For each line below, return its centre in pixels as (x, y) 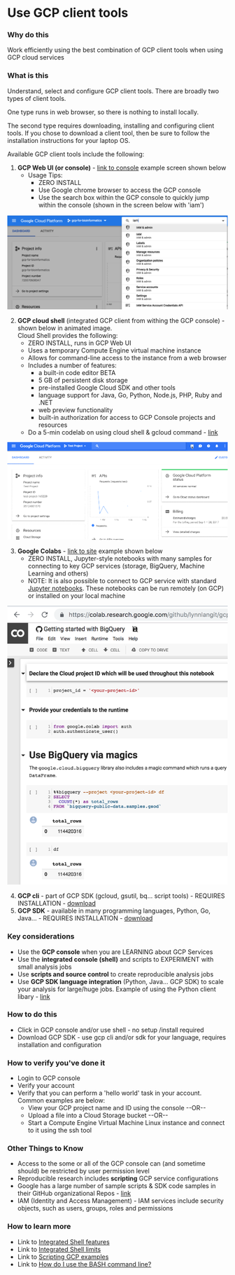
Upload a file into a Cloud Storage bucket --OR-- (98, 1115)
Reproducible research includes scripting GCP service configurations (118, 1178)
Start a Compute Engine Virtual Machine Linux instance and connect (126, 1123)
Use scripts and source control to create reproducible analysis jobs (115, 974)
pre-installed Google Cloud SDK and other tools (107, 388)
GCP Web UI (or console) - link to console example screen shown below (122, 168)
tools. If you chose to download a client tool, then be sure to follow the (108, 133)
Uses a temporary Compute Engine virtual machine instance (114, 350)
